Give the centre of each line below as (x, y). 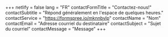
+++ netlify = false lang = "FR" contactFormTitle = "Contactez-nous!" (79, 7)
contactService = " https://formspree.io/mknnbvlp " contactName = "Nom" (83, 18)
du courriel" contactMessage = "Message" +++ (56, 29)
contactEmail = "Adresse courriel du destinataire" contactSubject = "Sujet (83, 23)
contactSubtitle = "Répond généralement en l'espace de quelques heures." (85, 13)
